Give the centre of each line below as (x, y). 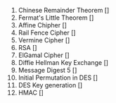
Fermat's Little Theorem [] (56, 18)
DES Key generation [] (50, 85)
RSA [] (27, 48)
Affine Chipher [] (43, 25)
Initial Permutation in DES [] (58, 78)
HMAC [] (31, 92)
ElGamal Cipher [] (44, 55)
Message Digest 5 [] (47, 70)
